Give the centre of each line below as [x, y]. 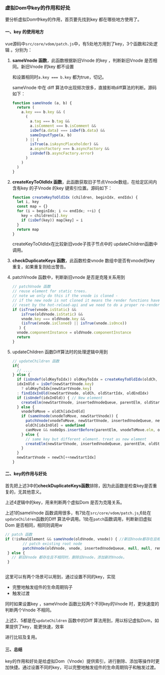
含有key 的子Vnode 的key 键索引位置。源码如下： [62, 188]
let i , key [28, 202]
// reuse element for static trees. [50, 291]
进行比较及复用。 [22, 637]
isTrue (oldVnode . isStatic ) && [52, 314]
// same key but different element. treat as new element [86, 439]
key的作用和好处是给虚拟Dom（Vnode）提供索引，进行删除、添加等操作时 [80, 661]
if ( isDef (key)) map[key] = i [52, 220]
